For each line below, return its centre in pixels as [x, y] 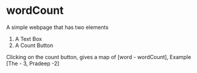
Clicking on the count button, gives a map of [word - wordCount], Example [99, 57]
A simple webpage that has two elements [58, 27]
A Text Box [28, 39]
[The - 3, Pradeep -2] [33, 63]
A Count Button [34, 45]
